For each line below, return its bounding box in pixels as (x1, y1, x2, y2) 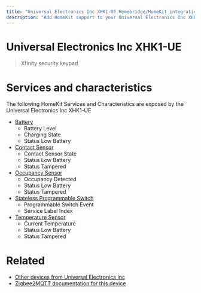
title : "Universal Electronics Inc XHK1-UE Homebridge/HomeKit (6, 8, 167, 15)
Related (6, 254, 45, 267)
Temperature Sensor (14, 213, 66, 221)
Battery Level (23, 125, 57, 132)
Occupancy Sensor (14, 169, 63, 176)
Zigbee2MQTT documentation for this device (14, 280, 126, 287)
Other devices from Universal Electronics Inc (14, 273, 126, 281)
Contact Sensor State (23, 150, 77, 157)
